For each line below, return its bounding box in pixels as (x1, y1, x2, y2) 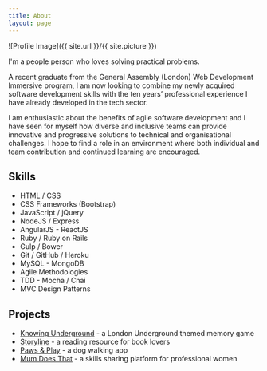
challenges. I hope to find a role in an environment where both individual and (8, 138, 260, 148)
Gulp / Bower (19, 242, 64, 251)
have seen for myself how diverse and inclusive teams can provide (8, 121, 227, 131)
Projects (8, 307, 51, 321)
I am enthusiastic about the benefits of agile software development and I (8, 112, 246, 122)
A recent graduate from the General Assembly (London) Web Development (8, 72, 253, 81)
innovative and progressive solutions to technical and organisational (8, 129, 232, 140)
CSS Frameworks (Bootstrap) (19, 199, 116, 209)
